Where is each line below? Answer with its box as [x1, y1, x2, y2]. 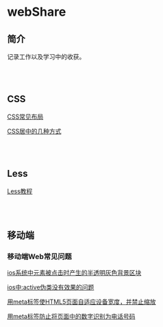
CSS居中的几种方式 [7, 127, 62, 135]
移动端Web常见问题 [7, 252, 72, 261]
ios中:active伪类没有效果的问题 [7, 283, 95, 291]
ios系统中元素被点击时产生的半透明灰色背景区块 [7, 269, 142, 277]
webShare [7, 4, 66, 20]
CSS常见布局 [7, 112, 44, 121]
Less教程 [7, 186, 33, 195]
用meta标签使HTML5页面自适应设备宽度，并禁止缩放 [7, 298, 156, 306]
